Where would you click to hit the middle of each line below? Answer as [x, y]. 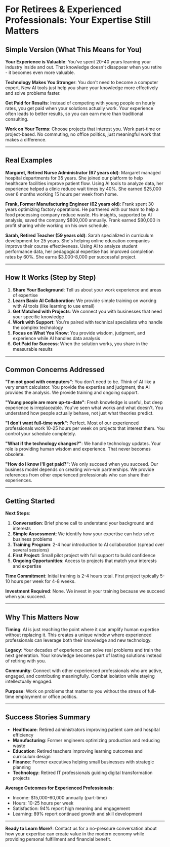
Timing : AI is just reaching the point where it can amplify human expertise [82, 630]
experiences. [19, 481]
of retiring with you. [26, 661]
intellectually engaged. [29, 682]
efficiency [23, 735]
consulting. [17, 119]
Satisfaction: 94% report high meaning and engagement [71, 808]
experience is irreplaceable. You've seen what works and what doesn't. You [84, 408]
